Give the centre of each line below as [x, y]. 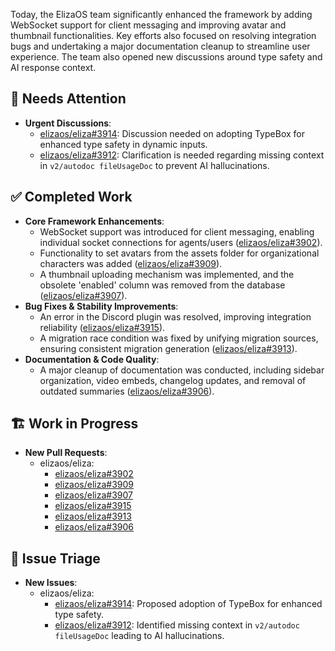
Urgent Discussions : [68, 123]
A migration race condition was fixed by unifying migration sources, [179, 338]
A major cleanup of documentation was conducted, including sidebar [182, 370]
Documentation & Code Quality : [92, 359]
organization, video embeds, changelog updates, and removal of [173, 380]
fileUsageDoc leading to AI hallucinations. [139, 636]
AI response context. [53, 67]
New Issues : [51, 583]
